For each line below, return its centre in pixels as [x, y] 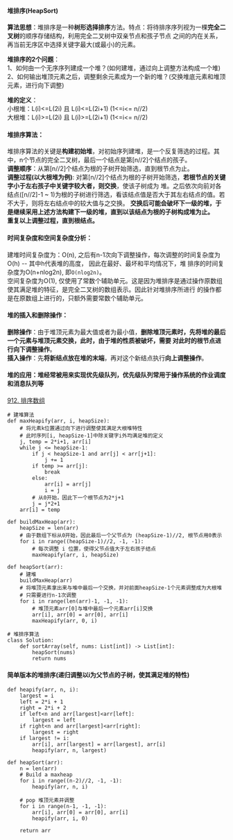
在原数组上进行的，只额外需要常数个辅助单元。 [80, 298]
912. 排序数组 [26, 401]
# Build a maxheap [46, 775]
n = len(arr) [38, 769]
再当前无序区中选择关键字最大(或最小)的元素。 [74, 44]
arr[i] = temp [40, 510]
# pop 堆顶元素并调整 [47, 800]
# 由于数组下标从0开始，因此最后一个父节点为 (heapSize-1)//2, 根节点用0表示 [121, 535]
